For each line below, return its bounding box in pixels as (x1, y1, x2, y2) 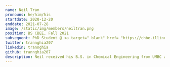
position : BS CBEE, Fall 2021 (5, 31, 69, 36)
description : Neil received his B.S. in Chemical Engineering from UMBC (5, 54, 162, 59)
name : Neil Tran (5, 7, 39, 13)
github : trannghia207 (5, 49, 51, 54)
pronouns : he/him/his (5, 12, 51, 17)
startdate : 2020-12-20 (5, 17, 53, 22)
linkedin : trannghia (5, 45, 49, 50)
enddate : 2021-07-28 (5, 21, 49, 27)
